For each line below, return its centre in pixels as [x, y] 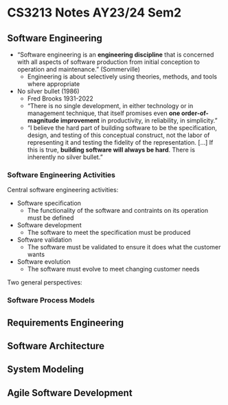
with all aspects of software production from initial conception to [109, 62]
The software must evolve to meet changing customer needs [113, 269]
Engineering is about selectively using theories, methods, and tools [122, 76]
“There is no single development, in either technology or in [110, 106]
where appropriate [54, 84]
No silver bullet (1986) [48, 91]
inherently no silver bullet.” [65, 157]
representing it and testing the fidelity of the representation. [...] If [120, 142]
